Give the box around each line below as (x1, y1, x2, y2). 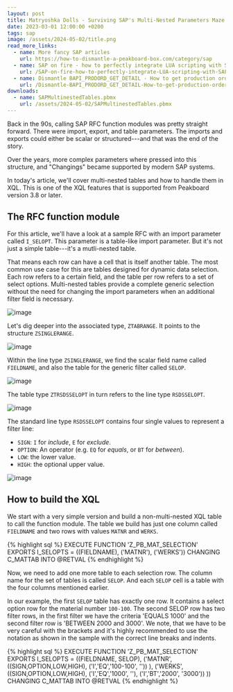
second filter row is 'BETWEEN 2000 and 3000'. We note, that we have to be (7, 619, 226, 627)
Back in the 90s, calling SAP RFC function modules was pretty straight (7, 120, 208, 128)
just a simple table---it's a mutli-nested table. (7, 244, 137, 252)
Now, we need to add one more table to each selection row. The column (7, 568, 213, 577)
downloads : (7, 88, 39, 94)
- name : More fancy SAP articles (13, 49, 110, 56)
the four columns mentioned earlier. (7, 583, 110, 591)
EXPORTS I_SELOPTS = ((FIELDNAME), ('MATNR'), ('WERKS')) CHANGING (7, 547, 221, 556)
